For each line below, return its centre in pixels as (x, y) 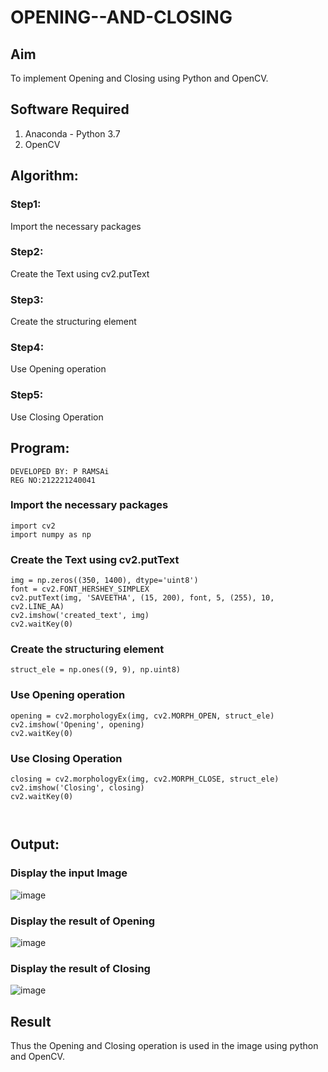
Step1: (26, 204)
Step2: (27, 252)
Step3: (27, 299)
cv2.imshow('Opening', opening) (77, 724)
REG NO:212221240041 (53, 480)
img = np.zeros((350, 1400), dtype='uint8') (104, 581)
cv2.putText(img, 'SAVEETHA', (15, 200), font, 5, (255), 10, (142, 598)
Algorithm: (44, 176)
